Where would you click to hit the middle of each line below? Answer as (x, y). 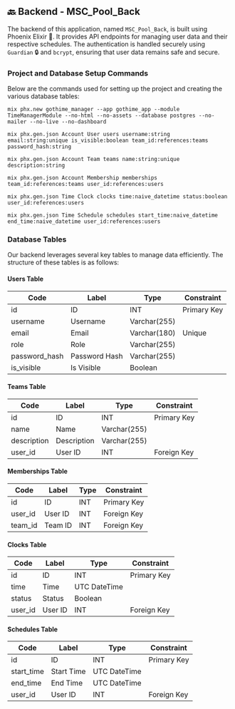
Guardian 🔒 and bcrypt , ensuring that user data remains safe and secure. (114, 52)
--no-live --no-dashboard (68, 122)
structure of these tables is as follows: (63, 262)
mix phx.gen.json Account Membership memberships (83, 178)
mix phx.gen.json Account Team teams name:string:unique (94, 160)
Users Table (26, 279)
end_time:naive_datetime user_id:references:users (84, 222)
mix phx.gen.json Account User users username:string (89, 135)
